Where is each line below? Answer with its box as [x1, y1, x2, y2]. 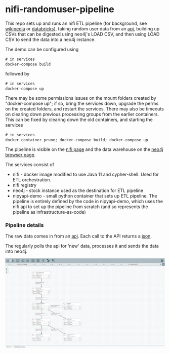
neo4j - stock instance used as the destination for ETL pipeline [12, 187, 144, 193]
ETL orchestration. [12, 176, 52, 183]
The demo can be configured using [5, 46, 79, 52]
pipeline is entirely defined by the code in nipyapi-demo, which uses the [12, 198, 163, 204]
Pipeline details [5, 221, 44, 228]
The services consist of [5, 161, 55, 168]
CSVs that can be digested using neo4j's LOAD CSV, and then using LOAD [5, 31, 160, 37]
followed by [5, 70, 30, 76]
